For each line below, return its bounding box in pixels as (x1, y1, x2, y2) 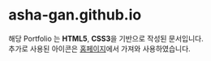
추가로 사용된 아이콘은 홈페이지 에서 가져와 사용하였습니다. (8, 43, 191, 54)
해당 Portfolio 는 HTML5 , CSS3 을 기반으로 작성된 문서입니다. (8, 33, 205, 43)
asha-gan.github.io (8, 6, 142, 24)
